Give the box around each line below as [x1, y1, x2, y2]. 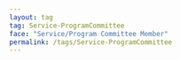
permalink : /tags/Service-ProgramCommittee [9, 37, 173, 47]
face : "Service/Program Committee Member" [9, 29, 169, 38]
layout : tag [9, 12, 53, 22]
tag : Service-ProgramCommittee [9, 21, 125, 30]
